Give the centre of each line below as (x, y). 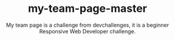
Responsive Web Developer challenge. (87, 31)
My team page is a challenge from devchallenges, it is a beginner (87, 25)
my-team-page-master (87, 9)
